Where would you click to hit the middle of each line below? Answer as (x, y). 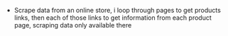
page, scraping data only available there (73, 25)
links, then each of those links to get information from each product (113, 18)
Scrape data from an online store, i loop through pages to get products (118, 10)
